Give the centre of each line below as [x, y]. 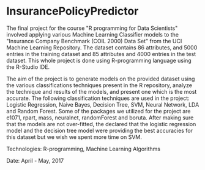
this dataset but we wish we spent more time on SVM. [74, 137]
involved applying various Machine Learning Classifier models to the [93, 34]
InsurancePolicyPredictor [73, 11]
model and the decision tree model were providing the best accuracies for [99, 130]
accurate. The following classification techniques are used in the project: [98, 98]
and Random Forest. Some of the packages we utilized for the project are [99, 111]
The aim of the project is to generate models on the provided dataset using [101, 79]
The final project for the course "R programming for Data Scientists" [92, 28]
